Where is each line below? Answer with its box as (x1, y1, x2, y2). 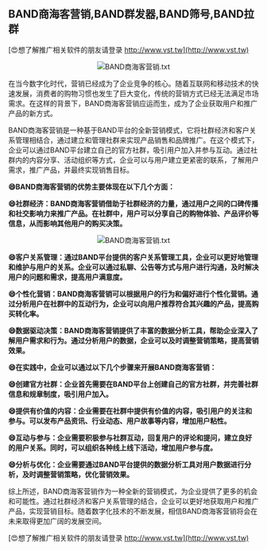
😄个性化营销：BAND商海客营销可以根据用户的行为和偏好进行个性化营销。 (8, 289, 252, 298)
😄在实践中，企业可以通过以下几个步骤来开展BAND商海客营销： (8, 362, 217, 371)
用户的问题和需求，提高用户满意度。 (8, 272, 127, 282)
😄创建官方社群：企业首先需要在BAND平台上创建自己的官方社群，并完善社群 (8, 379, 259, 389)
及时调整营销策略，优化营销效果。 (21, 469, 133, 479)
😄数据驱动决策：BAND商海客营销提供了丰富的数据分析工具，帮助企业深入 (8, 325, 252, 335)
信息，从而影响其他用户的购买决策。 (8, 218, 127, 228)
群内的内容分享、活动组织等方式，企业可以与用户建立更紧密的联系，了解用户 (8, 155, 259, 164)
